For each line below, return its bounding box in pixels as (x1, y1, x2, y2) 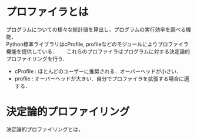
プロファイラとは (6, 5, 89, 19)
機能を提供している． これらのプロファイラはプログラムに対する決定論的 (6, 48, 191, 55)
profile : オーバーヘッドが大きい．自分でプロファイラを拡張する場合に (14, 75, 184, 82)
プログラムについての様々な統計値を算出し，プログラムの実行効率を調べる (6, 26, 186, 33)
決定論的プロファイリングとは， (6, 126, 84, 133)
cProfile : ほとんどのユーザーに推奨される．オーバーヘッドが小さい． (14, 68, 182, 75)
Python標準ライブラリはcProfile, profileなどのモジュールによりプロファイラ (6, 41, 189, 48)
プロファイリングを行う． (6, 55, 68, 62)
